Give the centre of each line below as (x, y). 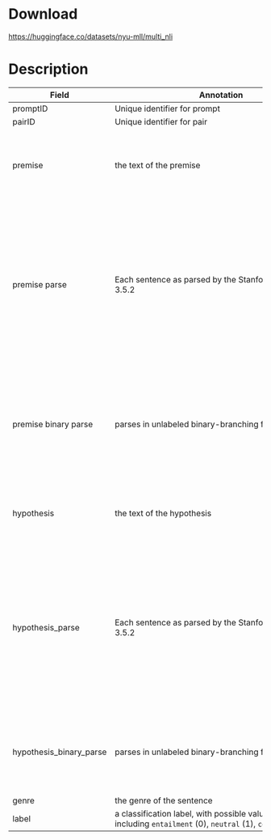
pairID (24, 121)
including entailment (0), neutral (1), (185, 824)
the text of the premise (157, 165)
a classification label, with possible (180, 813)
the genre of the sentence (163, 800)
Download (43, 14)
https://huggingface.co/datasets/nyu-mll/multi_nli (91, 36)
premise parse (40, 284)
